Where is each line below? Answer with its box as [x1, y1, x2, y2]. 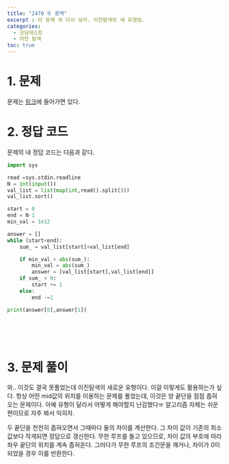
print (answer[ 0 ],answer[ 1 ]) [7, 306, 87, 313]
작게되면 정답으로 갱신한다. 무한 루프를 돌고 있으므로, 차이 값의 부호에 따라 [25, 432, 222, 441]
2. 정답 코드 [7, 124, 68, 140]
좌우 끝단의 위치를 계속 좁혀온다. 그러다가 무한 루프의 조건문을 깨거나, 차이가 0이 [7, 441, 221, 449]
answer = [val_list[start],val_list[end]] [31, 269, 154, 276]
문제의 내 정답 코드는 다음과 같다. [7, 148, 95, 156]
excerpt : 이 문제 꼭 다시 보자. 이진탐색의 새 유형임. [7, 16, 146, 23]
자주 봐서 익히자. [30, 409, 75, 417]
